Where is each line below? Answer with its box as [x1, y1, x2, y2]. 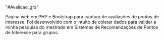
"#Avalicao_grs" [5, 4, 39, 10]
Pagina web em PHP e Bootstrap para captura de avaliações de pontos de [5, 14, 159, 19]
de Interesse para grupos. [5, 30, 59, 35]
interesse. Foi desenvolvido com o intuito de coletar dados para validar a [5, 19, 156, 25]
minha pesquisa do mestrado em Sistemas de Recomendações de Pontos [5, 24, 158, 30]
